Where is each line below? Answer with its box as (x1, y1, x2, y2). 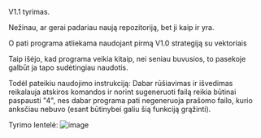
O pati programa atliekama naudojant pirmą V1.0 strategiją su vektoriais (8, 38, 247, 48)
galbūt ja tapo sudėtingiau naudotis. (8, 63, 128, 72)
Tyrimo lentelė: (8, 120, 59, 129)
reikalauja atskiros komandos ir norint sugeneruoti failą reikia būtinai (8, 87, 237, 97)
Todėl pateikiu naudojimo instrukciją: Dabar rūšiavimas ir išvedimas (8, 79, 233, 88)
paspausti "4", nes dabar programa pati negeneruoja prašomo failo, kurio (8, 96, 254, 105)
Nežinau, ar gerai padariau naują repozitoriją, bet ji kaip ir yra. (8, 23, 215, 32)
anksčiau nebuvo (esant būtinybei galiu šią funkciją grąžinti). (8, 105, 211, 114)
